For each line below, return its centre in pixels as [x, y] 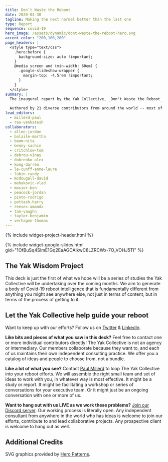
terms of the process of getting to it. [43, 299]
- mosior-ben [23, 188]
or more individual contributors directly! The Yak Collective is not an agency [83, 343]
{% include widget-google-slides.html [44, 245]
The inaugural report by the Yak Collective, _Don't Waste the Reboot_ [86, 99]
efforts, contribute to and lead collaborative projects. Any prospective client [83, 421]
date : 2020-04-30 [23, 15]
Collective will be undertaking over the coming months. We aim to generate [83, 283]
